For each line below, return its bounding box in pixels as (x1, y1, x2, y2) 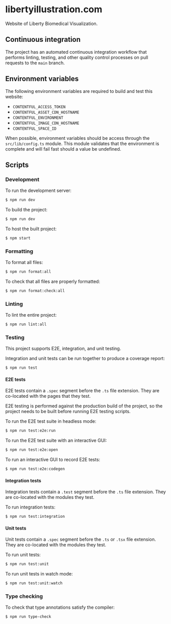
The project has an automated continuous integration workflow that (5, 49, 147, 55)
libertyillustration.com (5, 4, 103, 15)
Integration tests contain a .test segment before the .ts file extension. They (5, 489, 166, 495)
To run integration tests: (5, 504, 56, 510)
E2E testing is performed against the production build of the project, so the (5, 403, 163, 409)
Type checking (5, 593, 43, 600)
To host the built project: (5, 226, 57, 232)
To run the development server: (5, 187, 71, 194)
